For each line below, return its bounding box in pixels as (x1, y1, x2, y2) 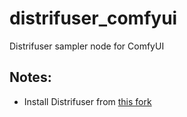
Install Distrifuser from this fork (23, 95, 152, 107)
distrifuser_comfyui (9, 7, 178, 30)
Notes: (9, 69, 52, 86)
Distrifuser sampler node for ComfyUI (9, 40, 165, 52)
